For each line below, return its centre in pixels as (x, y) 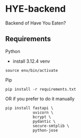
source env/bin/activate (32, 70)
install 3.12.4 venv (31, 61)
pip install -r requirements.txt (41, 89)
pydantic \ (44, 121)
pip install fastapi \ (29, 108)
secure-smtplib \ (51, 126)
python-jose (45, 130)
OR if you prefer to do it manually (40, 99)
